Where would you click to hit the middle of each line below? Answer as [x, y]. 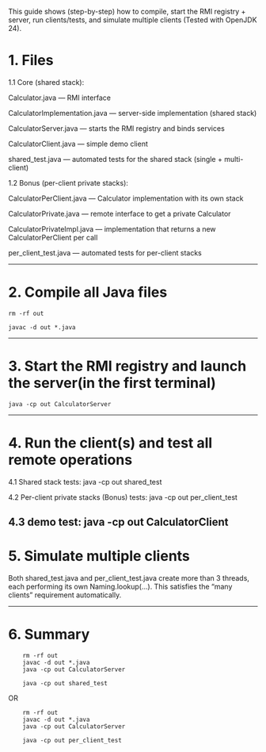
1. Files [31, 61]
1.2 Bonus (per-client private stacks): [68, 182]
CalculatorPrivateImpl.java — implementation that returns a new [112, 228]
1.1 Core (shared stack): [46, 82]
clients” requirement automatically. [65, 595]
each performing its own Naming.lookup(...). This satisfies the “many [120, 587]
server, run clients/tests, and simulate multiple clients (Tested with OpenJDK [133, 20]
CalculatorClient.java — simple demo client [78, 144]
